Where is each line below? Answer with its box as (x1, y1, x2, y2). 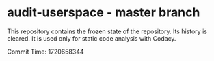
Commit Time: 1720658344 (7, 47, 84, 56)
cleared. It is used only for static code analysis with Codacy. (7, 34, 176, 42)
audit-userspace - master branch (7, 5, 200, 20)
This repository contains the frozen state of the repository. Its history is (7, 27, 207, 35)
